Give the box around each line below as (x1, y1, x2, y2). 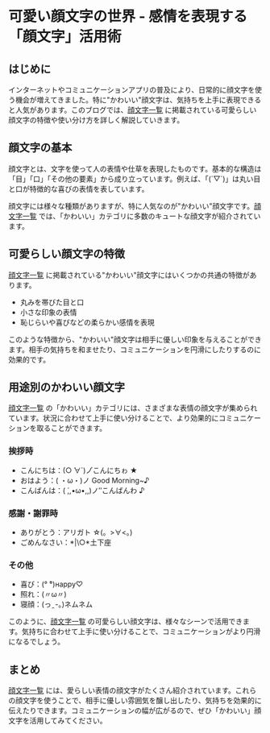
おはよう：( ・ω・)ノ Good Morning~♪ (19, 475, 150, 485)
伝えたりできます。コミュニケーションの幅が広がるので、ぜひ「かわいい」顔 (8, 706, 262, 715)
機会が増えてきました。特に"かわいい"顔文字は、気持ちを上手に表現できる (15, 95, 262, 105)
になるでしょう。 (8, 637, 65, 647)
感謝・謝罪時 (8, 507, 59, 519)
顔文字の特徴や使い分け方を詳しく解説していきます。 (8, 115, 185, 125)
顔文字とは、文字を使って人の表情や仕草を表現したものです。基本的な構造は (8, 164, 262, 173)
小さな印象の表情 (19, 307, 77, 317)
